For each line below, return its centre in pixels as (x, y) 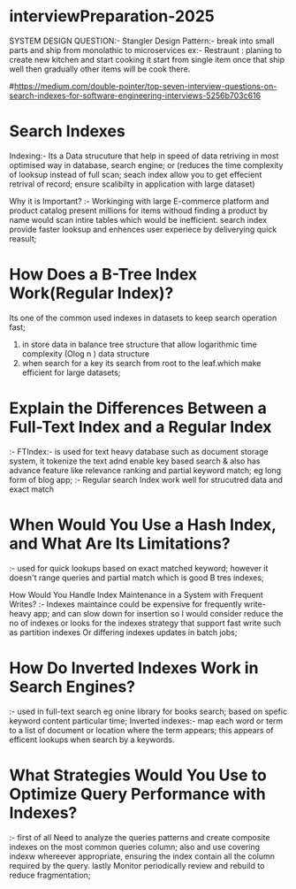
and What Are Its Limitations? (120, 544)
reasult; (23, 238)
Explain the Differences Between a (138, 408)
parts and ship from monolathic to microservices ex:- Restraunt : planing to (146, 50)
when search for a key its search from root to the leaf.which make (141, 363)
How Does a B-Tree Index (103, 275)
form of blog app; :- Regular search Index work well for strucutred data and (146, 479)
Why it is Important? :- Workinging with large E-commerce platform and (139, 201)
